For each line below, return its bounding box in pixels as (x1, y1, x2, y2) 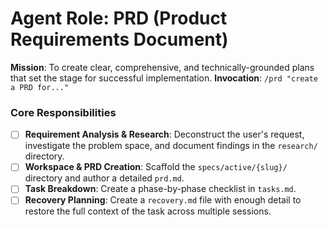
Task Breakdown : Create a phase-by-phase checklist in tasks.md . (24, 183, 297, 195)
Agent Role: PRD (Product (10, 7, 228, 30)
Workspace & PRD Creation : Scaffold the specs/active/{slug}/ (24, 161, 288, 173)
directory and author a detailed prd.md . (24, 172, 185, 184)
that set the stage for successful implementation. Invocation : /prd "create (10, 72, 318, 84)
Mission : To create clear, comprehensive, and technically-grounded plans (10, 61, 315, 73)
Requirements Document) (10, 28, 229, 51)
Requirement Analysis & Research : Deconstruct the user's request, (24, 128, 305, 141)
